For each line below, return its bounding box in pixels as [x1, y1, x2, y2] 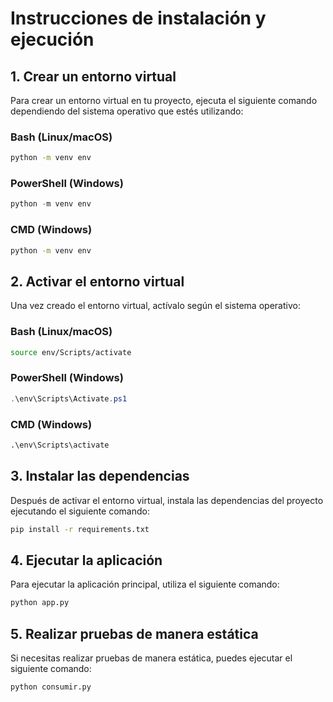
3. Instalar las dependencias [10, 468, 190, 485]
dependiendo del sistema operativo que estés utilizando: [10, 105, 244, 117]
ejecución [10, 28, 95, 51]
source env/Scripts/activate [10, 347, 132, 357]
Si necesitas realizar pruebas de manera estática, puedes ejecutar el [10, 652, 293, 664]
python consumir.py [10, 682, 92, 692]
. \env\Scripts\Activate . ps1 [10, 393, 128, 404]
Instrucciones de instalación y [10, 7, 267, 30]
